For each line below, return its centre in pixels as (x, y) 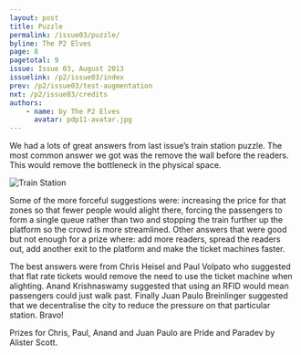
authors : (26, 103)
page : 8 (24, 52)
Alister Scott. (34, 342)
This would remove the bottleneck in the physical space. (115, 165)
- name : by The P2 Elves (73, 111)
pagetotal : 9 (34, 60)
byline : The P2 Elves (51, 43)
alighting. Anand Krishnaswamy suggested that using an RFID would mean (149, 286)
